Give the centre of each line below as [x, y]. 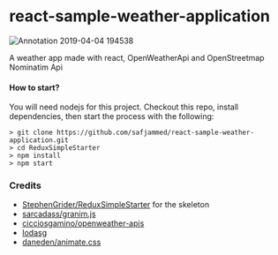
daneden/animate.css [61, 242]
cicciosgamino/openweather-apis [83, 223]
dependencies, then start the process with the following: [112, 116]
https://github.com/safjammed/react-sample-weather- [155, 133]
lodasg [34, 233]
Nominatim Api [36, 67]
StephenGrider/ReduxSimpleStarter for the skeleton [116, 205]
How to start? [34, 87]
